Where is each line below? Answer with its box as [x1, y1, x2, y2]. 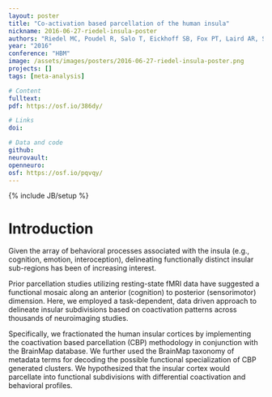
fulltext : [8, 94, 42, 102]
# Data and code [8, 139, 63, 147]
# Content [8, 87, 42, 95]
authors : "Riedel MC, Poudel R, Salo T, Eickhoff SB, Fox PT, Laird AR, [8, 34, 259, 43]
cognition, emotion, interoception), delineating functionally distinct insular [8, 254, 254, 264]
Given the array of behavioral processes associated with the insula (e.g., [8, 246, 249, 256]
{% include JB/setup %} [8, 191, 89, 201]
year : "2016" [8, 42, 53, 50]
